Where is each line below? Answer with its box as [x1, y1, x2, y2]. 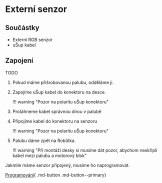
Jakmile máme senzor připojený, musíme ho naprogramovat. [5, 162, 130, 168]
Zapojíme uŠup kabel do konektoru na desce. [12, 89, 106, 95]
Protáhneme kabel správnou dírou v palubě [12, 108, 101, 114]
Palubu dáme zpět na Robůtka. [12, 137, 76, 143]
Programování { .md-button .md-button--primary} [5, 171, 106, 178]
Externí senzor [5, 3, 67, 15]
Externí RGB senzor [12, 36, 53, 42]
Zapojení [5, 56, 33, 65]
